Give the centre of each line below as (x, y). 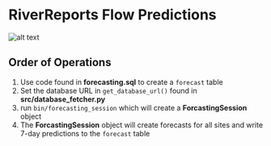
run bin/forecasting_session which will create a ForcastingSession (133, 107)
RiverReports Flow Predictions (112, 15)
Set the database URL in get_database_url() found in (108, 90)
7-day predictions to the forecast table (85, 133)
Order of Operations (60, 63)
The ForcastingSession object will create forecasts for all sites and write (142, 125)
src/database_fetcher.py (63, 99)
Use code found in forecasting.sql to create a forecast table (122, 81)
